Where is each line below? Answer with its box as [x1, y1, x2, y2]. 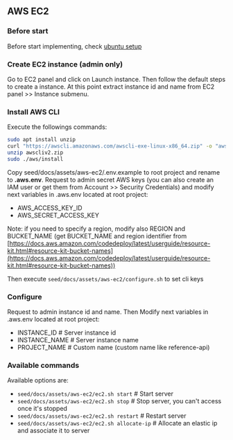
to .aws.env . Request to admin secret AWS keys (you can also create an [7, 175, 214, 184]
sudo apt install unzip [7, 137, 76, 143]
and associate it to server [17, 426, 90, 435]
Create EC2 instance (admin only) [7, 59, 123, 69]
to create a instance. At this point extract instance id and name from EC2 [7, 82, 215, 91]
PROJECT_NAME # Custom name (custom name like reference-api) [17, 343, 210, 352]
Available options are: [7, 376, 69, 385]
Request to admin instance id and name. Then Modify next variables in [7, 308, 209, 316]
